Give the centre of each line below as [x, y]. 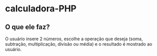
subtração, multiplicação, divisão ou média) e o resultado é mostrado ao [79, 44]
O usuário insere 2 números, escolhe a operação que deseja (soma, [74, 39]
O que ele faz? [28, 27]
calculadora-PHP [41, 9]
